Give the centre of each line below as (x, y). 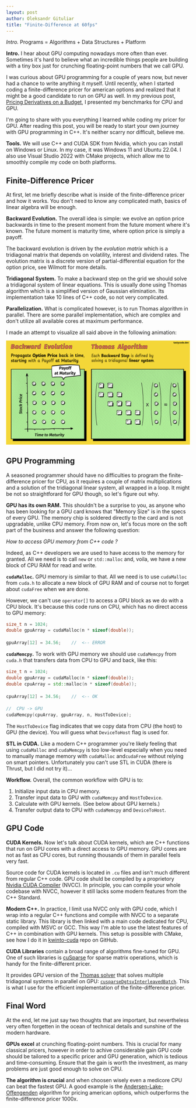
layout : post (22, 12)
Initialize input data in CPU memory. (57, 791)
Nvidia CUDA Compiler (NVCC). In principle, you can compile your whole (93, 885)
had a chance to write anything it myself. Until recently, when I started (90, 83)
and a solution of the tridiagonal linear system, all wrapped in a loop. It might (98, 487)
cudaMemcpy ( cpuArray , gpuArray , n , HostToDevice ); (69, 715)
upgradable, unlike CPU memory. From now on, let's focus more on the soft (97, 524)
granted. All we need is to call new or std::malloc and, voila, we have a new (96, 559)
